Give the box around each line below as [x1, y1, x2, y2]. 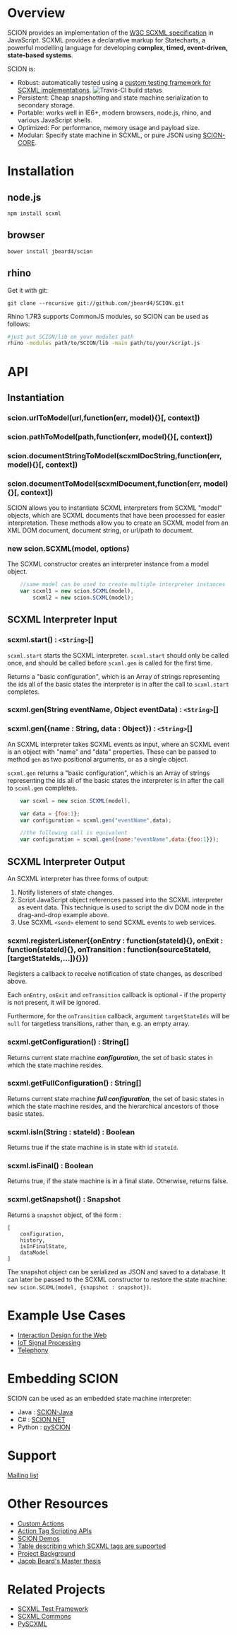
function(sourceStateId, [126, 944, 212, 954]
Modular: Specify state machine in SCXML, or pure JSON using [17, 131, 202, 139]
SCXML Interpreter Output [7, 856, 126, 868]
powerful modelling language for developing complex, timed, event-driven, [7, 43, 228, 52]
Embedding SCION [7, 1371, 119, 1387]
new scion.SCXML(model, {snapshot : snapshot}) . [7, 1282, 152, 1291]
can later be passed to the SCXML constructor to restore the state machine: [7, 1275, 228, 1284]
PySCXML [17, 1619, 47, 1628]
